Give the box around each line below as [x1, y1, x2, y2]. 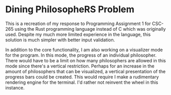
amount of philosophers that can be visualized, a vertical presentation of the [5, 68, 166, 75]
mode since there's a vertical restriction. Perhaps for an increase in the [5, 63, 155, 69]
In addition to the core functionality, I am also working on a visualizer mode [5, 46, 163, 53]
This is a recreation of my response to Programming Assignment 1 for [5, 20, 151, 27]
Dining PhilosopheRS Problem [5, 4, 134, 15]
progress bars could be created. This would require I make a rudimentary [5, 74, 159, 80]
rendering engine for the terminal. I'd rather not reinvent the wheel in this [5, 79, 158, 85]
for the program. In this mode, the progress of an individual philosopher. [5, 52, 157, 58]
